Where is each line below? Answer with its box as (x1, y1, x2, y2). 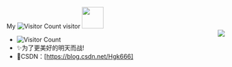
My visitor (6, 22, 81, 30)
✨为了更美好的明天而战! (16, 44, 84, 52)
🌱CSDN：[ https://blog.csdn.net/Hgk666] (16, 52, 134, 60)
